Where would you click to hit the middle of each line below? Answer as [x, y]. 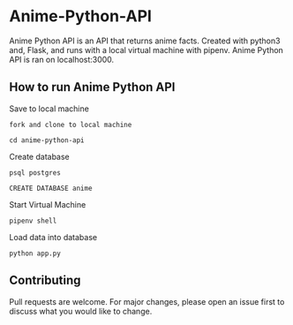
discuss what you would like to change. [81, 311]
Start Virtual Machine [48, 204]
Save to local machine [49, 109]
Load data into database [53, 237]
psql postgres [35, 173]
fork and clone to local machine [71, 125]
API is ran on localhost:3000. [62, 59]
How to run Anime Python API [92, 87]
